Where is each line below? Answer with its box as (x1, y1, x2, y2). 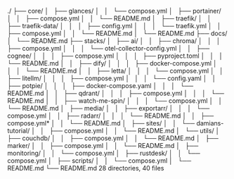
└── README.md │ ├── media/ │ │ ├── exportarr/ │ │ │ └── (7, 104, 210, 112)
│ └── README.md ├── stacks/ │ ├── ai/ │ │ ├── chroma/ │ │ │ (7, 37, 221, 45)
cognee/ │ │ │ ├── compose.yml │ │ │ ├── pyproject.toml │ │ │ (7, 51, 223, 60)
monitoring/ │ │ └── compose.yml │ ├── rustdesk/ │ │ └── (7, 149, 200, 157)
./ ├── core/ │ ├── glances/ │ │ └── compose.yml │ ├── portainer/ (7, 7, 221, 15)
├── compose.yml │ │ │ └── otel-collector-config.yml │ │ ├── (7, 44, 210, 52)
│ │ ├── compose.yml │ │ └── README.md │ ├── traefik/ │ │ (7, 14, 212, 23)
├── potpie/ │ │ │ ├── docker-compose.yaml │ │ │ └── (7, 82, 194, 89)
